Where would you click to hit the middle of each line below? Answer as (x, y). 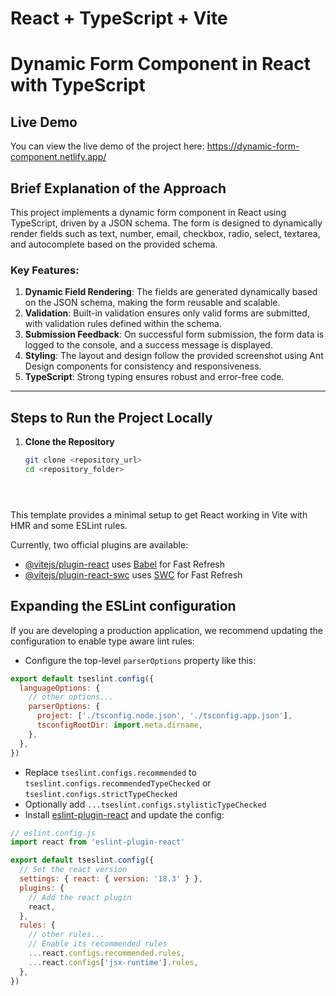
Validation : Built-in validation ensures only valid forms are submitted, (167, 313)
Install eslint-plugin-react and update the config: (124, 814)
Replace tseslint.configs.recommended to (110, 772)
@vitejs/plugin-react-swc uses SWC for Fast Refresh (133, 574)
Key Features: (45, 270)
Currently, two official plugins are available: (99, 544)
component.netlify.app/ (58, 157)
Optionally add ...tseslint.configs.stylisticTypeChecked (145, 804)
